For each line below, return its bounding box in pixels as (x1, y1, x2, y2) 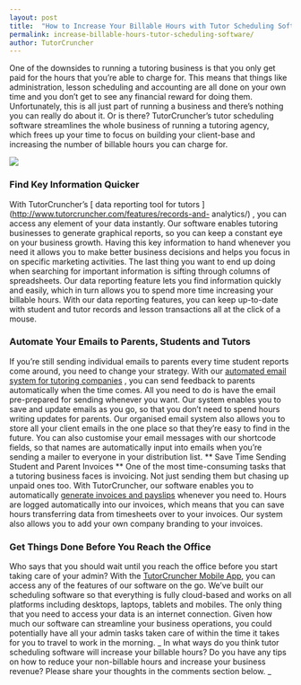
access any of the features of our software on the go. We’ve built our (9, 580, 264, 591)
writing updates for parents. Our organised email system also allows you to (9, 413, 286, 424)
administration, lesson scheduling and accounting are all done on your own (9, 82, 287, 92)
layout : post (9, 13, 58, 22)
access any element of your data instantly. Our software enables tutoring (9, 217, 279, 229)
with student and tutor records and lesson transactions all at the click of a (9, 303, 280, 314)
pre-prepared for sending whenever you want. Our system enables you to (9, 394, 282, 405)
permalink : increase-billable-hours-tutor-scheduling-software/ (9, 30, 254, 39)
